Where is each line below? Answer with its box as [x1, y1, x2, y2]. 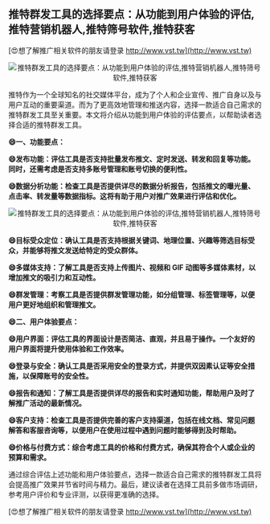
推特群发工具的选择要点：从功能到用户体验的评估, [8, 7, 256, 22]
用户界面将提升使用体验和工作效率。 [8, 344, 129, 354]
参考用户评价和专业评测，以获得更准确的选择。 [8, 489, 163, 499]
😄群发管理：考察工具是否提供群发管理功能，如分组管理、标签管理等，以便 [8, 289, 256, 299]
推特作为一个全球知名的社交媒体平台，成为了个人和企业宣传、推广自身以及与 [8, 89, 262, 99]
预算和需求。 [8, 452, 51, 462]
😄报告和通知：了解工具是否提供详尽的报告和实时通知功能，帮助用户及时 [8, 388, 248, 398]
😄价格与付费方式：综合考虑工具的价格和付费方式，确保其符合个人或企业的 [8, 442, 256, 452]
